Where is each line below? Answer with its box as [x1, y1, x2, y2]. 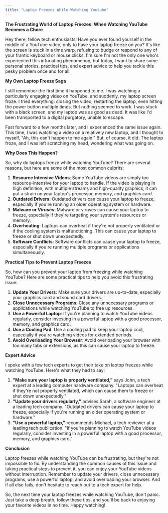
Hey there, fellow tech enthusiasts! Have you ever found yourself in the [5, 36, 152, 42]
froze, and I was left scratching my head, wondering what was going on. [5, 140, 154, 146]
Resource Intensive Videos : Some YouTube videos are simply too [12, 174, 149, 181]
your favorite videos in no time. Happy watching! [5, 502, 105, 508]
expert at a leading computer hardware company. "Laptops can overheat [12, 382, 163, 388]
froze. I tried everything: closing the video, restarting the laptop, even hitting [5, 98, 163, 104]
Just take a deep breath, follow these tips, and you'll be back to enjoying [5, 496, 155, 502]
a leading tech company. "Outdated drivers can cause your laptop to [12, 404, 154, 410]
